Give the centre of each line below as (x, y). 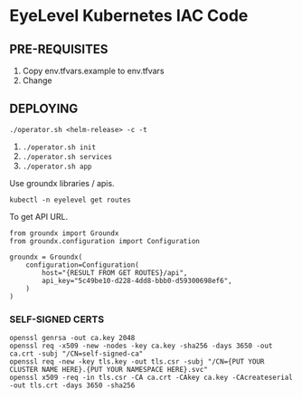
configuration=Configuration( (83, 265)
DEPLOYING (44, 109)
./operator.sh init (59, 147)
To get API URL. (39, 216)
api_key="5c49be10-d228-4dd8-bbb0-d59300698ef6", (137, 280)
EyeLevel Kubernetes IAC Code (129, 16)
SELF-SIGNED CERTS (57, 319)
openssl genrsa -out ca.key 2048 (72, 338)
